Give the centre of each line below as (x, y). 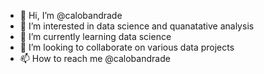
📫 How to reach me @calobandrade (95, 58)
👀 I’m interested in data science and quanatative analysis (137, 26)
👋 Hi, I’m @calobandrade (71, 15)
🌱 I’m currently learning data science (95, 36)
